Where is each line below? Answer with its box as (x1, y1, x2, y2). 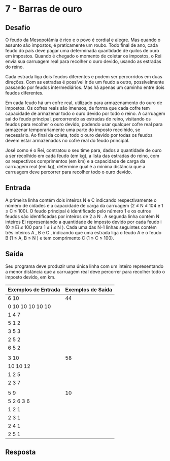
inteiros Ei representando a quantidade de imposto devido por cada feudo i (5, 219, 162, 225)
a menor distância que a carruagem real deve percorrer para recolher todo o (5, 268, 165, 274)
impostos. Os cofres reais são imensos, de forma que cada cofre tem (5, 105, 150, 111)
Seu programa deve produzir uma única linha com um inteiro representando (5, 263, 164, 269)
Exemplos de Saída (65, 286, 113, 293)
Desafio (5, 23, 30, 32)
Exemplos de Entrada (8, 286, 60, 293)
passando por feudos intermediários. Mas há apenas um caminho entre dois (5, 84, 165, 90)
